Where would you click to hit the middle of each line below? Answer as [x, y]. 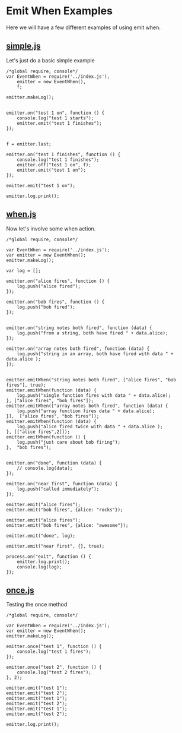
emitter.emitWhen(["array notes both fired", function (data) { [87, 406]
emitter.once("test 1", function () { [54, 647]
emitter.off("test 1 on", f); [54, 165]
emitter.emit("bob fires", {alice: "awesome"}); [67, 525]
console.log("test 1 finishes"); [58, 159]
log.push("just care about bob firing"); [68, 442]
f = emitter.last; [29, 144]
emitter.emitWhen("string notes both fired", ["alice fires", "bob [91, 380]
